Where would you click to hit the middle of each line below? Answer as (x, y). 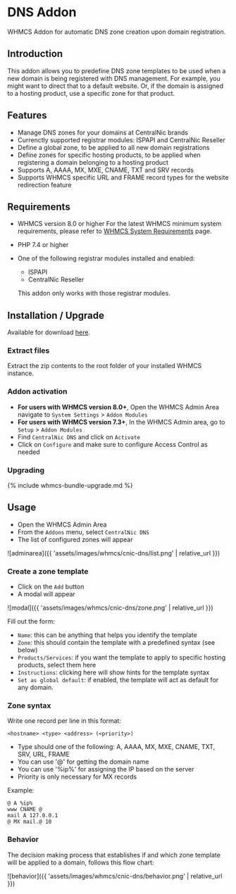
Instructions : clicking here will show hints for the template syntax (113, 672)
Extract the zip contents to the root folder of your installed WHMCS (105, 366)
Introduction (35, 54)
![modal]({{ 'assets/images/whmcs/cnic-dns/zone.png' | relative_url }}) (110, 608)
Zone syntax (29, 706)
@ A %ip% (20, 803)
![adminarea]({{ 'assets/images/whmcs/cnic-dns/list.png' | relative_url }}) (114, 553)
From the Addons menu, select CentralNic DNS (83, 531)
